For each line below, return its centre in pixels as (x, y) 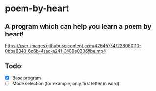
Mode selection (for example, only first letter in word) (66, 83)
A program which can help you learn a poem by (78, 27)
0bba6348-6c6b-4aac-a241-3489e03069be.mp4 (56, 51)
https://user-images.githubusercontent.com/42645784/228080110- (73, 46)
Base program (26, 78)
